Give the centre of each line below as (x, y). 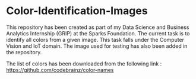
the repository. (24, 52)
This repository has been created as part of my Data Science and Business (98, 27)
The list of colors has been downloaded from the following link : (84, 64)
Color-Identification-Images (77, 11)
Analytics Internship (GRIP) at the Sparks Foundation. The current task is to (98, 33)
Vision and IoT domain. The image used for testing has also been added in (97, 46)
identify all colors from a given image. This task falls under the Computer (95, 39)
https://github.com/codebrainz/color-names (60, 70)
